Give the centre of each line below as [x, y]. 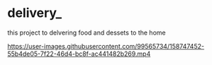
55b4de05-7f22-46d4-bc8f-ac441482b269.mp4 [79, 54]
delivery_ [35, 13]
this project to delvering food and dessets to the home [87, 32]
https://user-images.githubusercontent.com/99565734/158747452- [106, 46]
